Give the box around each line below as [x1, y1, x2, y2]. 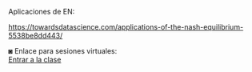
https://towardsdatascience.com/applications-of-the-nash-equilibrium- [8, 22, 244, 31]
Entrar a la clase [8, 55, 62, 64]
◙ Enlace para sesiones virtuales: [8, 46, 118, 55]
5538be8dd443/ [8, 31, 63, 40]
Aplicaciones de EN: [8, 7, 75, 16]
